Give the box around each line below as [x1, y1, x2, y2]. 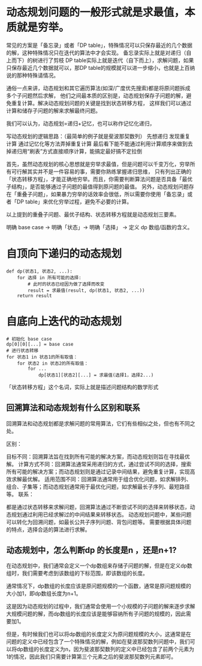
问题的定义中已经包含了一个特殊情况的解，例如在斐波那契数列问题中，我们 [6, 638, 190, 646]
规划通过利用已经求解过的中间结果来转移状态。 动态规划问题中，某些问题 [11, 511, 192, 518]
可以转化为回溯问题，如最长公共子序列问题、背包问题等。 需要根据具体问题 [6, 518, 192, 525]
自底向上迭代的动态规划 [6, 315, 122, 328]
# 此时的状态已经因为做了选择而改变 [28, 281, 105, 287]
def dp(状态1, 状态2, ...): [6, 268, 73, 274]
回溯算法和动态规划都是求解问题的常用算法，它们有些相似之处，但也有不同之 [6, 419, 195, 427]
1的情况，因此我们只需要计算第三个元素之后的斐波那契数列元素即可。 [6, 653, 177, 661]
